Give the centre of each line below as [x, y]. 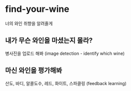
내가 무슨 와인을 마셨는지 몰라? [49, 41]
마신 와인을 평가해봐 [34, 70]
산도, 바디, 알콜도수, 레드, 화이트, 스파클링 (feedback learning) [66, 83]
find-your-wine [37, 9]
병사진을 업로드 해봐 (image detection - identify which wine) [65, 53]
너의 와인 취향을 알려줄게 [29, 23]
